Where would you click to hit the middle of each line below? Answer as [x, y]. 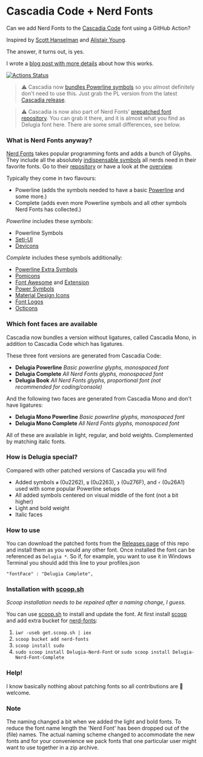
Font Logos [29, 302]
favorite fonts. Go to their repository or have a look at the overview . [90, 167]
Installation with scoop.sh [45, 589]
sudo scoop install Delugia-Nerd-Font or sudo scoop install [92, 652]
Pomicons [28, 276]
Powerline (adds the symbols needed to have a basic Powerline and [100, 190]
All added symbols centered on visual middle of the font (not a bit [97, 495]
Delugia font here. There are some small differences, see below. [101, 124]
